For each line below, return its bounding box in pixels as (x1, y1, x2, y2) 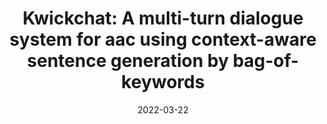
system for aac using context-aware (9, 28, 317, 51)
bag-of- (232, 50, 300, 72)
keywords (121, 71, 205, 94)
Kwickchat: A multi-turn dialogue (22, 7, 304, 30)
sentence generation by (26, 50, 230, 72)
